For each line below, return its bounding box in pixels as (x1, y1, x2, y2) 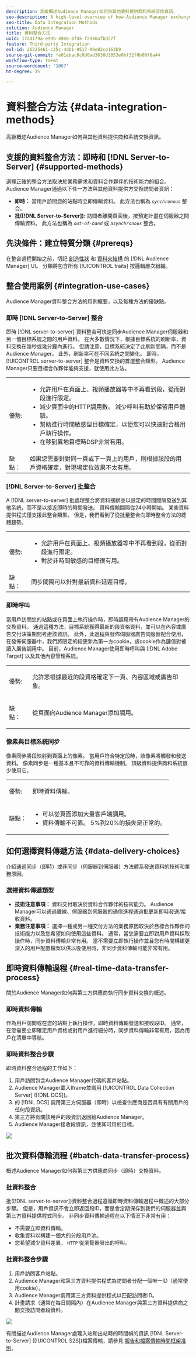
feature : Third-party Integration (6, 42, 90, 47)
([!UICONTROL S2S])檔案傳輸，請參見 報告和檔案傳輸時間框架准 (32, 1337, 187, 1344)
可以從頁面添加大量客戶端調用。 (42, 810, 130, 818)
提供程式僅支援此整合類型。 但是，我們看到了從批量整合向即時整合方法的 (6, 511, 181, 518)
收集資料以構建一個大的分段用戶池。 (14, 1232, 102, 1239)
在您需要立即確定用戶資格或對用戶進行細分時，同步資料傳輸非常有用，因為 (6, 1027, 185, 1034)
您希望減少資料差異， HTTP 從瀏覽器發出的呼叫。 (14, 1239, 131, 1246)
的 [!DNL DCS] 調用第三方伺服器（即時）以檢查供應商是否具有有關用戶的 (14, 1099, 188, 1106)
